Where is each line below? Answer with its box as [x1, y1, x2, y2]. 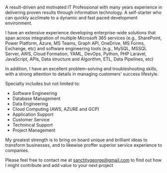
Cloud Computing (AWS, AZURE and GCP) [12, 106, 100, 112]
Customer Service [12, 117, 50, 122]
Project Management [12, 127, 56, 133]
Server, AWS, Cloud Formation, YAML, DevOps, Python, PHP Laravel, [5, 51, 147, 57]
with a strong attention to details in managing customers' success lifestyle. [5, 71, 159, 77]
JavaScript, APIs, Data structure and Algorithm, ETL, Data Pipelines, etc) [5, 56, 154, 62]
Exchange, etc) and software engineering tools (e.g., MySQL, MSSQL [5, 46, 147, 51]
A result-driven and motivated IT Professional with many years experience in [5, 4, 163, 10]
